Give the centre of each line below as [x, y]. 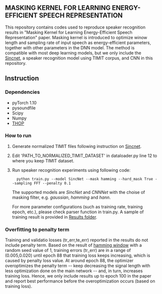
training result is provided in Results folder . [55, 217]
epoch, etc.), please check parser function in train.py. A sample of [78, 212]
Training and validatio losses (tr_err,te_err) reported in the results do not [77, 240]
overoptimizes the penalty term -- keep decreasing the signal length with [78, 266]
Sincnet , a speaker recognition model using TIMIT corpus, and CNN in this [79, 58]
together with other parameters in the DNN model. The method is [70, 47]
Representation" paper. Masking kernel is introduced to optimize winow [76, 37]
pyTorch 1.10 [24, 103]
